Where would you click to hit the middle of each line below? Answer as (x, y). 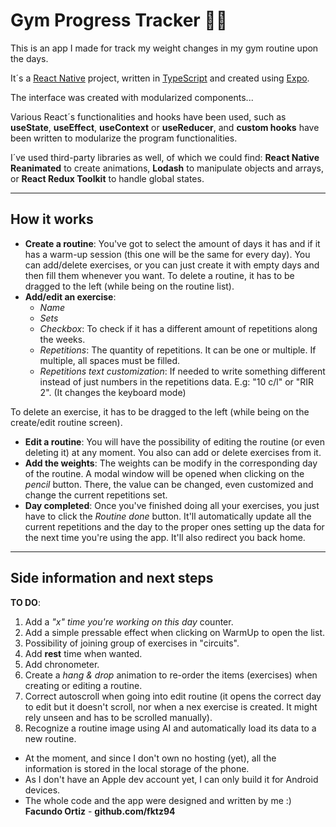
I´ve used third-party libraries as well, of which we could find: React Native (165, 157)
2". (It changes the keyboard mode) (113, 392)
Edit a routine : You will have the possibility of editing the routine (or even (175, 441)
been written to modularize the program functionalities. (124, 138)
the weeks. (62, 339)
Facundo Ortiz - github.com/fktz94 (100, 811)
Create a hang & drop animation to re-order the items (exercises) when (171, 675)
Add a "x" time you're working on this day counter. (129, 621)
